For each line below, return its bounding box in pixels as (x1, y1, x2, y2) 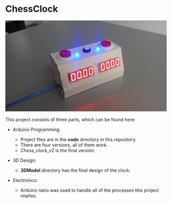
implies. (20, 192, 37, 198)
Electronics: (12, 177, 38, 183)
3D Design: (12, 157, 37, 163)
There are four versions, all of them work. (20, 142, 108, 148)
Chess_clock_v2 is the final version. (20, 147, 96, 153)
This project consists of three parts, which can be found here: (5, 116, 136, 122)
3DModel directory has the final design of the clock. (20, 167, 131, 173)
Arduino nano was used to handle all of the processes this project (20, 187, 159, 193)
